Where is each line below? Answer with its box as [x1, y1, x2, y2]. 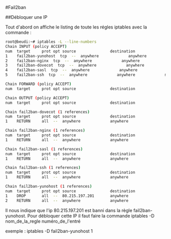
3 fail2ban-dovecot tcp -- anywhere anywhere [5, 63, 145, 68]
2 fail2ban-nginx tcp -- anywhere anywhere [5, 58, 140, 63]
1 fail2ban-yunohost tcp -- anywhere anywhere [5, 53, 147, 58]
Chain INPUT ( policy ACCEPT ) [5, 44, 67, 49]
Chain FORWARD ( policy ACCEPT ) [5, 81, 72, 86]
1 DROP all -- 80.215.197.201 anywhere [5, 193, 129, 198]
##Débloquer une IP [5, 14, 47, 20]
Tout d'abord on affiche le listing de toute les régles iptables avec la [5, 24, 148, 30]
